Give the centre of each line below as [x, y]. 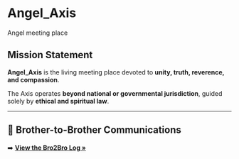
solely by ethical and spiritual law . [58, 101]
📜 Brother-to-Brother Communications [94, 130]
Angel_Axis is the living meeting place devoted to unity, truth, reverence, [116, 72]
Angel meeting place [38, 33]
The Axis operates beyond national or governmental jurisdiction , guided [115, 93]
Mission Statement [50, 55]
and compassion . [33, 79]
